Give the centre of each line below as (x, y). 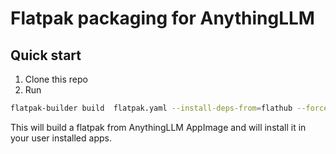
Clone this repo (56, 79)
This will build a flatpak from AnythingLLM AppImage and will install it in (158, 127)
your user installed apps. (61, 138)
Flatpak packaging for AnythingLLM (162, 18)
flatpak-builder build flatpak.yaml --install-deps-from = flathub (151, 108)
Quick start (46, 55)
